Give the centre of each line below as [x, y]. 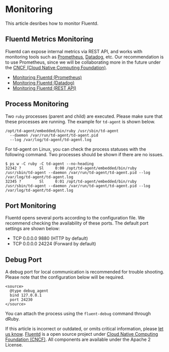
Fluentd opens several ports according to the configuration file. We [75, 218]
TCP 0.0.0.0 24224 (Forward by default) [54, 244]
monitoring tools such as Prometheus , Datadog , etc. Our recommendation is [85, 57]
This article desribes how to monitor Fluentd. [52, 23]
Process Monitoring [37, 104]
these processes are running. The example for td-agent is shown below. [80, 121]
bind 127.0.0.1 [26, 295]
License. [14, 345]
